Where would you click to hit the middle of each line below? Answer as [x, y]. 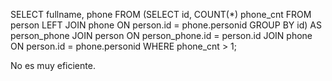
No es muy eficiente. [53, 65]
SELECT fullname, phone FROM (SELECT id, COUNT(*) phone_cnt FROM [161, 14]
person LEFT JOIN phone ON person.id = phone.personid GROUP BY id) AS [166, 25]
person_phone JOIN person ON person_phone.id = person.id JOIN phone [161, 35]
